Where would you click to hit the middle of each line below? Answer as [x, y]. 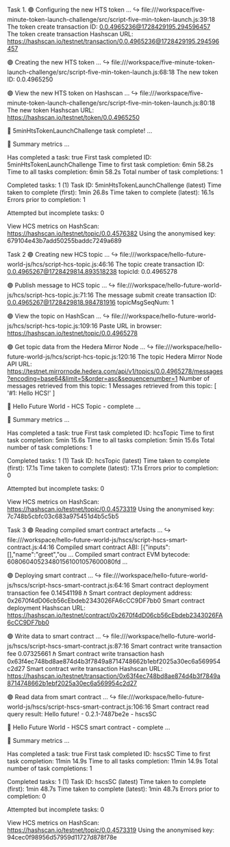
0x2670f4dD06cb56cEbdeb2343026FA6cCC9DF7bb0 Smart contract [106, 601]
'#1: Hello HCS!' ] [31, 393]
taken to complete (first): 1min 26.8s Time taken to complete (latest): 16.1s [111, 192]
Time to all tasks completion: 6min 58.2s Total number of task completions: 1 [115, 172]
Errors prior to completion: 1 [46, 200]
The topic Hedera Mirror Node [180, 357]
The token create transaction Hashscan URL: [70, 34]
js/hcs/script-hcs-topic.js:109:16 [52, 326]
